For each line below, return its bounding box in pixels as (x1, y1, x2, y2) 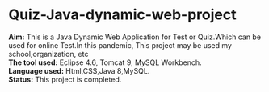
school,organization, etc (8, 49, 89, 58)
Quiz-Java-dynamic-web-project (8, 6, 237, 24)
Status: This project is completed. (8, 74, 122, 84)
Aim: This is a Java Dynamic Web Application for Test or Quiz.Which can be (8, 32, 261, 42)
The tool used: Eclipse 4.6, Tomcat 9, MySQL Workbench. (8, 58, 202, 67)
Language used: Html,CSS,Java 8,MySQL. (8, 66, 150, 75)
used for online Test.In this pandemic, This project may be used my (8, 40, 233, 50)
